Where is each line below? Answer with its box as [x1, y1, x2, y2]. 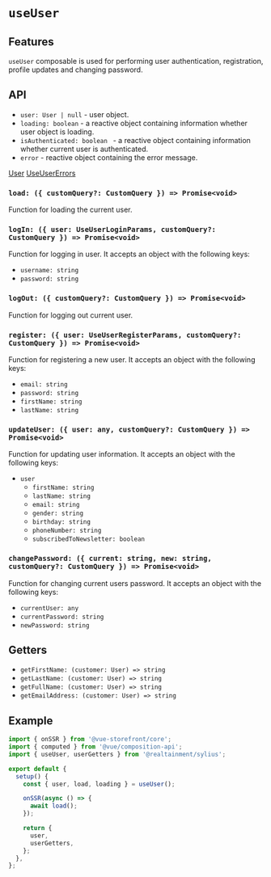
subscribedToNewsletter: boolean [32, 535, 146, 543]
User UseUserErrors [8, 168, 76, 178]
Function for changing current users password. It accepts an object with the [8, 578, 261, 588]
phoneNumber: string [32, 527, 102, 535]
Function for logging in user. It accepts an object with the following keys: [8, 249, 251, 259]
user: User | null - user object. [19, 109, 129, 119]
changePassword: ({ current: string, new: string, [8, 554, 212, 563]
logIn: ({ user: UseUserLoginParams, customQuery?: [8, 225, 217, 234]
